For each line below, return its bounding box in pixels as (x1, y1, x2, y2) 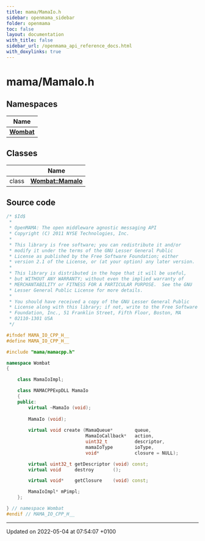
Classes (6, 148, 38, 159)
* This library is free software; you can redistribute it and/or (9, 242, 182, 248)
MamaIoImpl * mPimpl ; (28, 489, 81, 495)
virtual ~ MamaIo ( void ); (28, 404, 92, 410)
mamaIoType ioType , (85, 444, 154, 450)
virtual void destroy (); (28, 467, 121, 473)
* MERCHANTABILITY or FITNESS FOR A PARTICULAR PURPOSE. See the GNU (9, 281, 192, 287)
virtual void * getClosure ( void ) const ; (28, 478, 149, 484)
